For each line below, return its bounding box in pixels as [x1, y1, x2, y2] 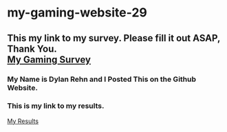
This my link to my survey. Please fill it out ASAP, [7, 32, 221, 44]
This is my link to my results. [7, 101, 105, 111]
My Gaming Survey [7, 54, 91, 65]
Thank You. [7, 43, 57, 54]
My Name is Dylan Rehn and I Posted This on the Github [7, 74, 197, 84]
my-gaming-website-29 [7, 5, 148, 21]
